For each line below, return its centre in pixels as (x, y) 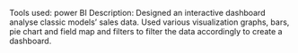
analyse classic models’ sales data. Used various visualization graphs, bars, (149, 22)
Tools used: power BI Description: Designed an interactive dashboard (137, 13)
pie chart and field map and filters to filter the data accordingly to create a (146, 31)
